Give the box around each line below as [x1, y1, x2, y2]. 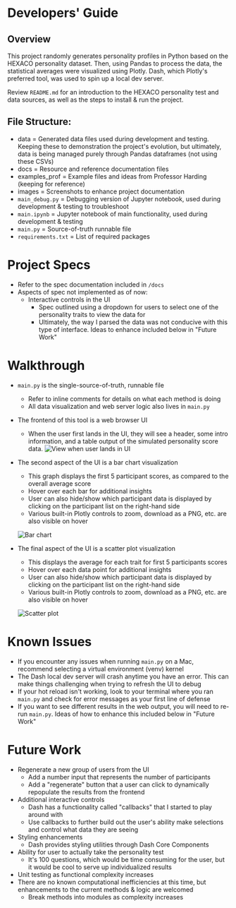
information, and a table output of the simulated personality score [27, 436, 218, 446]
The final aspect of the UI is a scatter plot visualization [17, 544, 176, 552]
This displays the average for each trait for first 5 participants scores [27, 558, 228, 566]
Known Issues [7, 633, 92, 650]
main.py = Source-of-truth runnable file [17, 225, 132, 233]
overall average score [27, 479, 92, 488]
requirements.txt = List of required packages [17, 232, 150, 241]
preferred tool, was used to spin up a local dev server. [7, 74, 164, 83]
